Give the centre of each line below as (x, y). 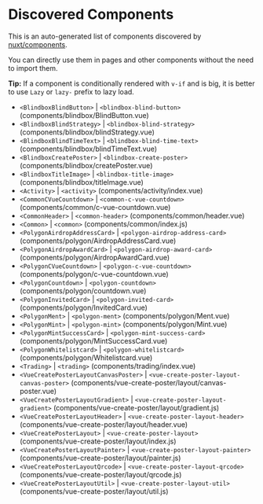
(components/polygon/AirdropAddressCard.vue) (98, 241)
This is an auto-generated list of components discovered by (105, 36)
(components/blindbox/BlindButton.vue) (84, 115)
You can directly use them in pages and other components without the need (131, 60)
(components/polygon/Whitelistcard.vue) (86, 357)
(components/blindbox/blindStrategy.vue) (87, 132)
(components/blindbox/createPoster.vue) (86, 165)
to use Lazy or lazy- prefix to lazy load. (71, 91)
